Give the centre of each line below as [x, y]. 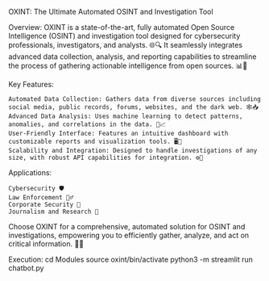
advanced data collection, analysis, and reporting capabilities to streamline [132, 57]
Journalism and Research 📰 [54, 212]
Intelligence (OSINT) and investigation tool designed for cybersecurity [124, 36]
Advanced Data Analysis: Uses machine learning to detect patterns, [126, 116]
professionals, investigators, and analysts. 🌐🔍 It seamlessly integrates [126, 45]
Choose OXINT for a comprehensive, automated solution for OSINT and [127, 226]
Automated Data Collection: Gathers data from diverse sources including [135, 99]
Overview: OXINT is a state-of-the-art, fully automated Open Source [122, 27]
